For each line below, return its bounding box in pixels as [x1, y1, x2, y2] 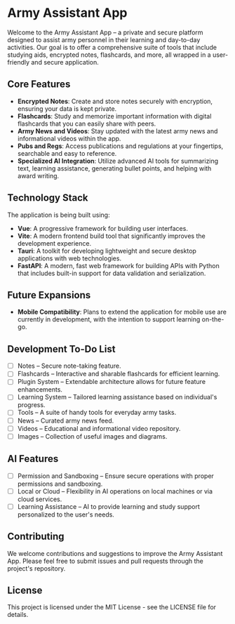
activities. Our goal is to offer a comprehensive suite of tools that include [7, 43, 217, 51]
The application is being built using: [7, 211, 110, 219]
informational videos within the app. [17, 134, 121, 142]
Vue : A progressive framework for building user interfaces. [17, 224, 188, 232]
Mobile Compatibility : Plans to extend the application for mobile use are [17, 307, 227, 317]
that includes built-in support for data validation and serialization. [17, 269, 206, 277]
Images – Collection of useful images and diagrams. [17, 432, 168, 440]
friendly [7, 58, 30, 66]
